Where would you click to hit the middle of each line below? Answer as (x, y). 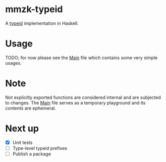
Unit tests (22, 142)
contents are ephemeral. (31, 108)
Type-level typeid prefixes (40, 148)
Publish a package (32, 154)
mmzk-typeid (34, 9)
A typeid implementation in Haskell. (42, 23)
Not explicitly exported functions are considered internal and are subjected (83, 97)
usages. (13, 63)
